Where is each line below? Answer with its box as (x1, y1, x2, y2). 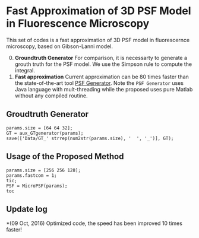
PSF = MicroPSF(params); (6, 183, 68, 189)
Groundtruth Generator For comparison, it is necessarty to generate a (14, 54, 188, 61)
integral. (14, 66, 36, 74)
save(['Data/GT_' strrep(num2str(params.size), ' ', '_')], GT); (6, 135, 174, 141)
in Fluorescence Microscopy (6, 17, 150, 30)
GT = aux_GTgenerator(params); (6, 130, 84, 136)
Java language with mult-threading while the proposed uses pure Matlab (14, 85, 193, 93)
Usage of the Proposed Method (6, 151, 124, 161)
